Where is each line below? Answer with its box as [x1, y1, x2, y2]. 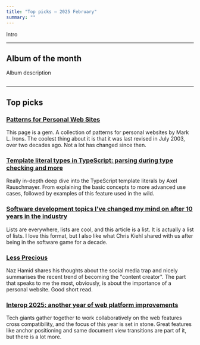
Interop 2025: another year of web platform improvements [6, 300, 179, 309]
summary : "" [6, 14, 36, 20]
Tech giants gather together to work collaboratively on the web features [6, 314, 183, 322]
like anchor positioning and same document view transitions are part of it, [6, 327, 186, 334]
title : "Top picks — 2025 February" [6, 8, 97, 15]
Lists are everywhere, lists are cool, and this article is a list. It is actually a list [6, 226, 194, 233]
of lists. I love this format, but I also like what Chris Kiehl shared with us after [6, 232, 193, 239]
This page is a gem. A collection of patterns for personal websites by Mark [6, 129, 189, 136]
